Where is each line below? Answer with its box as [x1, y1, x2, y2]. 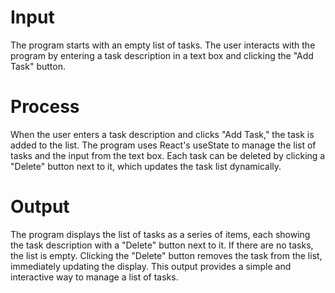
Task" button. [10, 60, 66, 72]
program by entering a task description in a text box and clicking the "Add [10, 49, 314, 61]
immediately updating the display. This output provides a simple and [10, 260, 292, 272]
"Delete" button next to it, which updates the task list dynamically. [10, 160, 282, 172]
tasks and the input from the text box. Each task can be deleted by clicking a [10, 149, 326, 161]
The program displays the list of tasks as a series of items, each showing [10, 228, 311, 240]
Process [10, 96, 80, 118]
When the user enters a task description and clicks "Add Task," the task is [10, 128, 315, 140]
